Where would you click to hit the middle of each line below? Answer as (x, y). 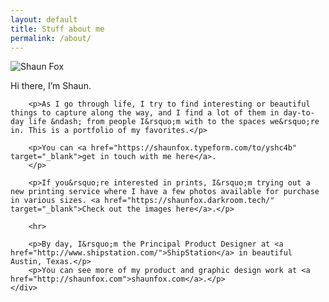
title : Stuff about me (57, 29)
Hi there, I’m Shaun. (51, 86)
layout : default (44, 19)
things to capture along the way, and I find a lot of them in (145, 113)
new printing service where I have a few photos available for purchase (165, 192)
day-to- (299, 113)
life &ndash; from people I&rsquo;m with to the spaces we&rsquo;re (174, 122)
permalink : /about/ (51, 38)
